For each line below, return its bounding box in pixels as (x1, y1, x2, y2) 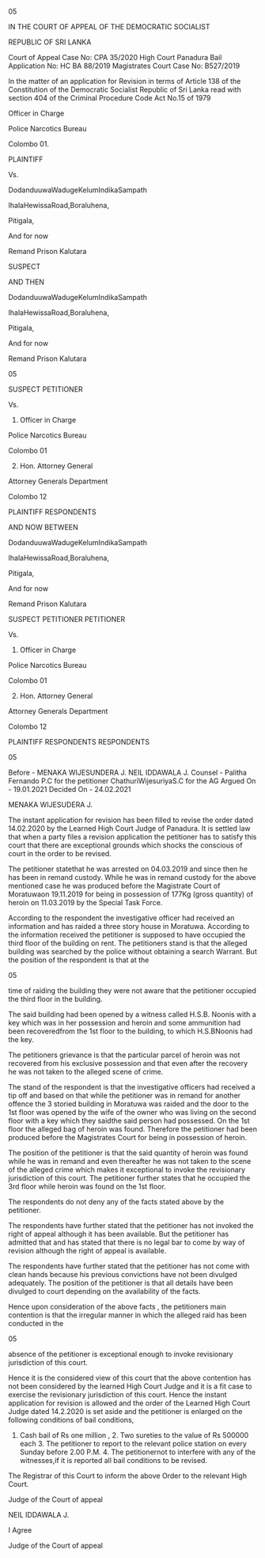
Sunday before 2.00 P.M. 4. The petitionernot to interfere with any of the (19, 1447, 256, 1457)
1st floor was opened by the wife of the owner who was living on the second (8, 1108, 257, 1116)
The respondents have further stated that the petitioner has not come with (8, 1261, 250, 1271)
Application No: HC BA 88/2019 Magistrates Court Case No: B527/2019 (8, 61, 240, 70)
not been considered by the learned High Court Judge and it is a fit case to (8, 1382, 252, 1391)
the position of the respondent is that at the (8, 955, 150, 965)
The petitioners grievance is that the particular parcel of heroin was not (8, 1050, 240, 1060)
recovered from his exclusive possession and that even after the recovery (8, 1059, 248, 1067)
